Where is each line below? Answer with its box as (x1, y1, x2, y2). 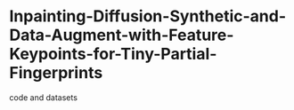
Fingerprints (9, 63, 103, 83)
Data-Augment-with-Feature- (9, 25, 234, 45)
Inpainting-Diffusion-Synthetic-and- (9, 6, 287, 27)
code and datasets (9, 91, 78, 103)
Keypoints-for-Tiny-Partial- (9, 44, 217, 64)
